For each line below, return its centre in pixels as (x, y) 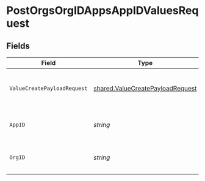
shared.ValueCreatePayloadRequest (145, 88)
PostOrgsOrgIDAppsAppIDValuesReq (103, 11)
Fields (18, 46)
